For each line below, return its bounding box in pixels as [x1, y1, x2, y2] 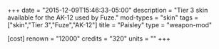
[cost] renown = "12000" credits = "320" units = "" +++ [7, 34, 171, 43]
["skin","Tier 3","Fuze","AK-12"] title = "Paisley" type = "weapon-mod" [7, 21, 213, 29]
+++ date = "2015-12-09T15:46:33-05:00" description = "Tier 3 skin [7, 6, 208, 14]
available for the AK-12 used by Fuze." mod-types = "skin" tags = [7, 13, 199, 22]
